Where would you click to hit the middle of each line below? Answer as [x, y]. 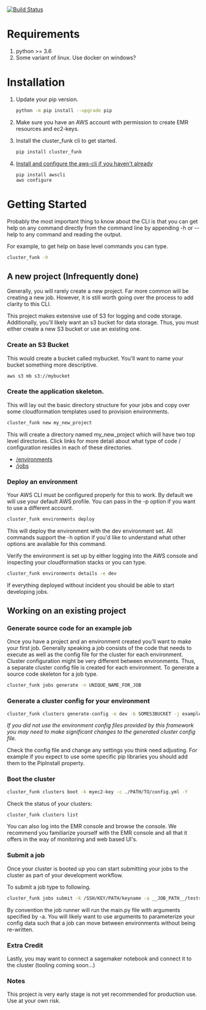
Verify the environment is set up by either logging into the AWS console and [102, 555]
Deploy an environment [42, 482]
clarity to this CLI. [29, 304]
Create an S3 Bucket [38, 345]
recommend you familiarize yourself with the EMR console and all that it [97, 833]
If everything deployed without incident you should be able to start [91, 585]
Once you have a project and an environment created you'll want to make [99, 642]
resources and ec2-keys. [47, 129]
